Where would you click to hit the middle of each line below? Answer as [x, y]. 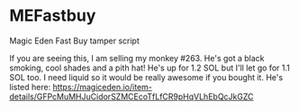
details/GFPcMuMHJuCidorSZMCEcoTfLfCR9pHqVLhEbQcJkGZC [131, 97]
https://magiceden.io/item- [103, 87]
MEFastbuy [53, 16]
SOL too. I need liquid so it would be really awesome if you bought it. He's [146, 77]
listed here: [30, 87]
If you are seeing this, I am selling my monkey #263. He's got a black [137, 58]
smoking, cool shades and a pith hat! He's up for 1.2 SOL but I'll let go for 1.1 [149, 68]
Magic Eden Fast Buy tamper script [74, 41]
